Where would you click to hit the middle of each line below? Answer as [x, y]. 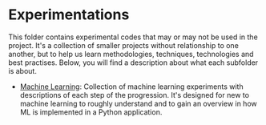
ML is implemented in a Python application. [91, 112]
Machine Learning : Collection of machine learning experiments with [131, 87]
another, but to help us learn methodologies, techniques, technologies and [131, 54]
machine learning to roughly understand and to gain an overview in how [139, 103]
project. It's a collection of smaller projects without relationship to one [123, 45]
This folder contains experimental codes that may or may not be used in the [133, 37]
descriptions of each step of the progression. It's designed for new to [135, 95]
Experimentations [69, 15]
